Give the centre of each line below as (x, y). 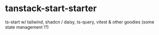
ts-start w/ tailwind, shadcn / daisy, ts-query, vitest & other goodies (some (80, 22)
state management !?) (27, 27)
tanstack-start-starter (51, 9)
